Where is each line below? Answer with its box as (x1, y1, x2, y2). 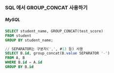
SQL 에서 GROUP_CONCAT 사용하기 (5, 4, 88, 11)
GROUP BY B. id (5, 64, 34, 70)
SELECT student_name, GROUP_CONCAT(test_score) (5, 29, 104, 33)
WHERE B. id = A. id (5, 60, 42, 65)
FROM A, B (5, 56, 25, 60)
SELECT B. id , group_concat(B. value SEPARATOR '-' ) (5, 51, 110, 56)
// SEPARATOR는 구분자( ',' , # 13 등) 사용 (5, 46, 83, 51)
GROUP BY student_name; (5, 38, 54, 43)
